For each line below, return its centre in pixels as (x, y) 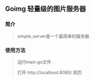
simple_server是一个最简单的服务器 (53, 36)
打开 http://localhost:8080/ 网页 (49, 72)
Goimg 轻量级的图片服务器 (46, 9)
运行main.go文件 (34, 62)
